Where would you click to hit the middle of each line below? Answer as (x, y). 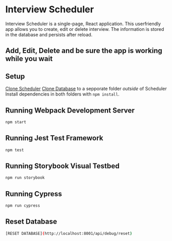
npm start (16, 122)
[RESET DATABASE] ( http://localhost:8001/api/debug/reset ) (69, 233)
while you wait (29, 59)
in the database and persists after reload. (49, 34)
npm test (15, 150)
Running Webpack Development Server (70, 110)
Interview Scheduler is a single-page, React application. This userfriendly (83, 24)
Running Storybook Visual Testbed (63, 166)
